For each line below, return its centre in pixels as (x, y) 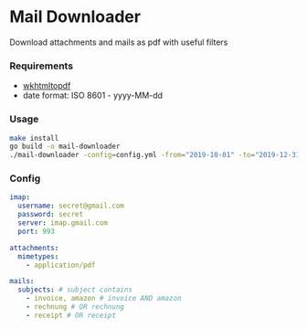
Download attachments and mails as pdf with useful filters (119, 42)
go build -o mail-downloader (65, 147)
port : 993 (36, 231)
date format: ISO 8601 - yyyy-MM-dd (92, 96)
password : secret (51, 215)
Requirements (42, 66)
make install (34, 138)
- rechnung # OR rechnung (75, 307)
